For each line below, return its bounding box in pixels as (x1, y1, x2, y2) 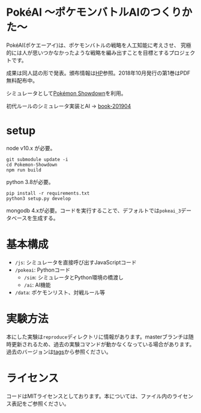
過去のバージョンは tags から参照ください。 (6, 348, 112, 355)
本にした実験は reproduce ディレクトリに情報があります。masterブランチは (6, 333, 189, 340)
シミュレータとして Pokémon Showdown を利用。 (6, 90, 127, 97)
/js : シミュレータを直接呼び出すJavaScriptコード (14, 259, 137, 266)
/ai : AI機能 (23, 281, 51, 289)
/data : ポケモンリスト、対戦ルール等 (14, 289, 106, 296)
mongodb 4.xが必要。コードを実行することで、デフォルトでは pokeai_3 (6, 207, 181, 214)
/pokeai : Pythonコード (14, 266, 71, 274)
